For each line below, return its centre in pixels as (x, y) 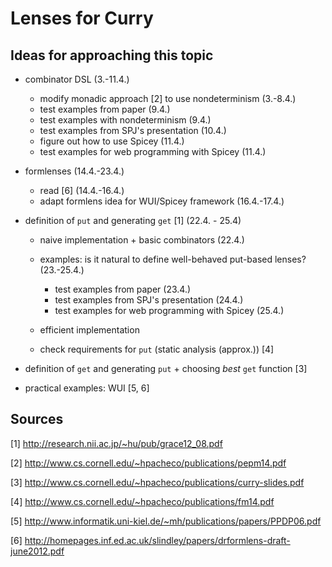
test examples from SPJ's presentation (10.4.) (133, 130)
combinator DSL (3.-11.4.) (77, 79)
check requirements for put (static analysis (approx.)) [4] (157, 349)
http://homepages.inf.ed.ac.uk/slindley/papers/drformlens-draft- (157, 540)
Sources (37, 419)
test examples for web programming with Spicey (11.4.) (153, 151)
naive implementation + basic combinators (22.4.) (142, 240)
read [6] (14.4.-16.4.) (82, 190)
